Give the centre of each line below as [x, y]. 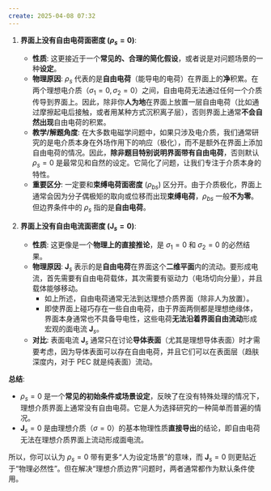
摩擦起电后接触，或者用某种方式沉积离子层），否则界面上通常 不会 [148, 112]
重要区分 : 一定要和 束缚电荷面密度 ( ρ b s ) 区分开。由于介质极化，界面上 [147, 185]
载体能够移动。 [57, 288]
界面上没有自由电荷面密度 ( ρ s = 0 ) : [78, 41]
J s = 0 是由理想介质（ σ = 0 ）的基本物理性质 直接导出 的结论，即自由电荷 [140, 429]
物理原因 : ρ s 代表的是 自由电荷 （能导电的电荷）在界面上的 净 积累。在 [145, 80]
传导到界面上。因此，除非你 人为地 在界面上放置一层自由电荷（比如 [142, 102]
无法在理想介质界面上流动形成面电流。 [84, 439]
